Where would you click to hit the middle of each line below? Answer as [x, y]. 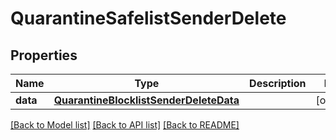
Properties [44, 55]
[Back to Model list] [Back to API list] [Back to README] [125, 125]
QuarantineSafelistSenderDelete [148, 18]
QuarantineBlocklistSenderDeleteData [146, 100]
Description [278, 83]
